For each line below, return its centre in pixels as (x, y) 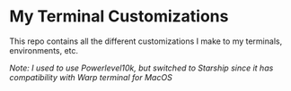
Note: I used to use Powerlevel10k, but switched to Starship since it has (141, 68)
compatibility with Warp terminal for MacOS (91, 77)
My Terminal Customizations (119, 17)
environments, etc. (44, 50)
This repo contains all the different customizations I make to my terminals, (146, 41)
